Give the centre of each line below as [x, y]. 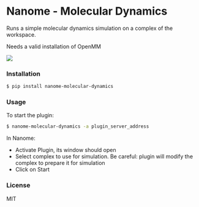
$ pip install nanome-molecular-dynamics [60, 87]
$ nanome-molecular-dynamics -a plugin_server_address [78, 126]
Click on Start [32, 170]
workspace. [21, 34]
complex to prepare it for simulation [60, 163]
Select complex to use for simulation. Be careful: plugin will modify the [104, 156]
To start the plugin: [30, 115]
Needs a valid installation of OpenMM [54, 46]
